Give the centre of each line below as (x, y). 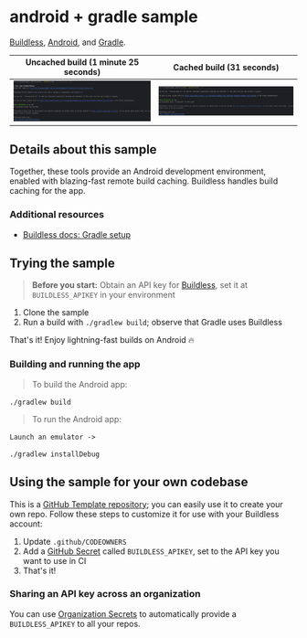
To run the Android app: (76, 419)
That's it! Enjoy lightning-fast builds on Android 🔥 (102, 340)
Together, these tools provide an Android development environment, (138, 172)
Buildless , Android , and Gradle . (68, 42)
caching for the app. (48, 191)
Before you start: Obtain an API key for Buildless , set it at (140, 285)
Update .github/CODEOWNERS (74, 541)
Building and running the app (75, 365)
